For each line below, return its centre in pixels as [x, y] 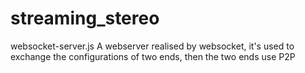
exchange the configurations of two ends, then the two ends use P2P [153, 56]
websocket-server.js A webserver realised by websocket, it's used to [152, 46]
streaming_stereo [85, 18]
